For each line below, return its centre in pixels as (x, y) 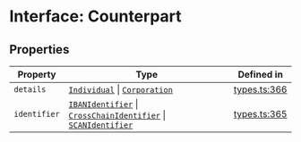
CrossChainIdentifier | (117, 115)
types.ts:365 (260, 114)
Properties (39, 50)
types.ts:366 (260, 89)
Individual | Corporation (120, 89)
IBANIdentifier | (103, 104)
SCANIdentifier (101, 125)
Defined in (261, 75)
